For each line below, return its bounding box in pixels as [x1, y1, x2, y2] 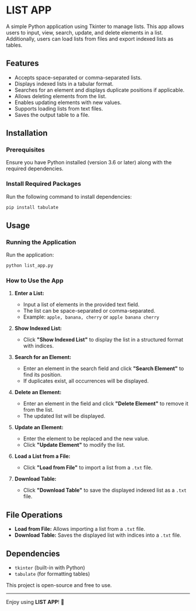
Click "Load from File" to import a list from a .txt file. [23, 464, 153, 471]
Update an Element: [14, 424, 64, 431]
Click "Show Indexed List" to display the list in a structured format [23, 336, 184, 343]
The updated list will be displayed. [23, 413, 106, 420]
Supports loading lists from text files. [14, 105, 103, 112]
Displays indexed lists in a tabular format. [14, 80, 114, 87]
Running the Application [6, 238, 76, 246]
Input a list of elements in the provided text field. [23, 301, 140, 308]
